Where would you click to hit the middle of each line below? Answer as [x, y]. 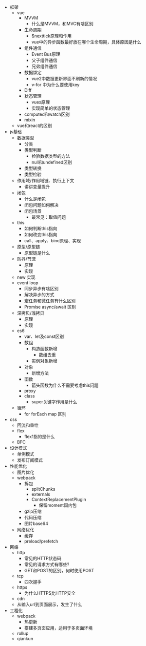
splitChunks [43, 489]
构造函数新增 [44, 349]
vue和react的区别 [34, 125]
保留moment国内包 [58, 505]
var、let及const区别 [44, 336]
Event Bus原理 [46, 54]
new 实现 [26, 277]
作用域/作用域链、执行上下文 [46, 180]
